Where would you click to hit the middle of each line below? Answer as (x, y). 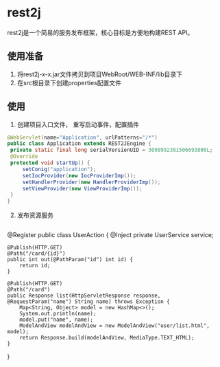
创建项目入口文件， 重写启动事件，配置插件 (78, 124)
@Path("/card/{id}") (37, 254)
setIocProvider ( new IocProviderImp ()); (79, 176)
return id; (35, 266)
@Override (24, 157)
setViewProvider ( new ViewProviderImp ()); (82, 188)
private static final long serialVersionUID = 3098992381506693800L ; (111, 150)
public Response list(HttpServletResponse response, (84, 296)
